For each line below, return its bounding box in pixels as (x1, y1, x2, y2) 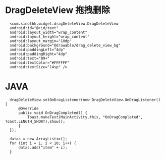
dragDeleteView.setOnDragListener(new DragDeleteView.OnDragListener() (9, 97, 161, 102)
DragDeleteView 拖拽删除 (5, 4, 110, 16)
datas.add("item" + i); (18, 145, 68, 150)
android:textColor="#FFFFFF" (9, 60, 70, 65)
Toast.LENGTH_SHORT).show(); (5, 119, 65, 124)
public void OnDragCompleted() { (18, 110, 88, 115)
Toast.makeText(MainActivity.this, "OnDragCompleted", (27, 114, 143, 119)
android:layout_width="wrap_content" (9, 30, 88, 35)
